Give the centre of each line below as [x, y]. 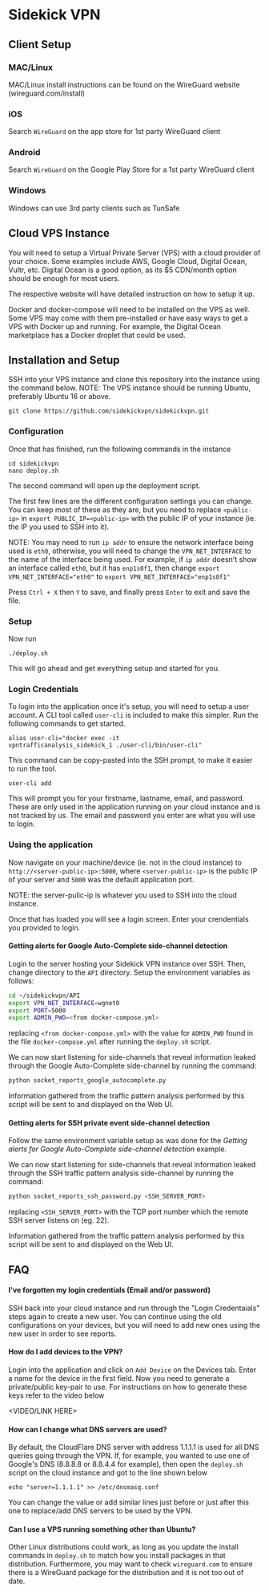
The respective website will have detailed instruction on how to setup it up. [132, 294]
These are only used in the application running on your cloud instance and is [134, 807]
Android [24, 153]
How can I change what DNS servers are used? [88, 1429]
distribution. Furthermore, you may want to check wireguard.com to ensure [131, 1564]
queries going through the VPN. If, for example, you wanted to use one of [129, 1456]
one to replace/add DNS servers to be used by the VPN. [100, 1511]
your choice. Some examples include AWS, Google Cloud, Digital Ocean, [128, 261]
